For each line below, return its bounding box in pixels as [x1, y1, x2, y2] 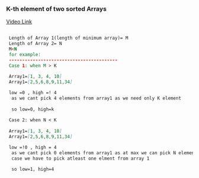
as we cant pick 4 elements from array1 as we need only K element [11, 95, 182, 101]
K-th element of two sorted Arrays [6, 5, 107, 13]
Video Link [6, 18, 33, 25]
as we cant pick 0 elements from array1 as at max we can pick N [11, 150, 176, 156]
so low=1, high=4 [11, 166, 54, 173]
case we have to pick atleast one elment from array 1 [11, 156, 150, 161]
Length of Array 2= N [8, 41, 62, 47]
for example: [8, 51, 41, 57]
